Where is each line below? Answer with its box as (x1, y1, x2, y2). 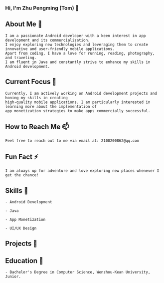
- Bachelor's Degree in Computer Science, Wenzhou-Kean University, (5, 270, 151, 275)
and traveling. (5, 55, 37, 60)
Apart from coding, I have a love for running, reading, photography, (5, 51, 155, 56)
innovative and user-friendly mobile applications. (5, 46, 115, 52)
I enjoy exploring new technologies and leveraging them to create (5, 42, 149, 47)
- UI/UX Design (5, 225, 37, 231)
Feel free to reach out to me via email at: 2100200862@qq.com (5, 138, 140, 143)
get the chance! (5, 173, 39, 178)
